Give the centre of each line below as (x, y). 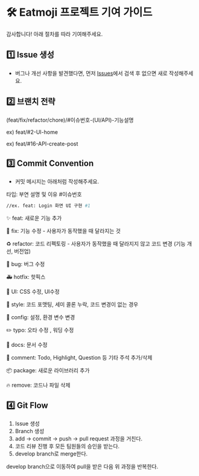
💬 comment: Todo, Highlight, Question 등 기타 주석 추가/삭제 (79, 358)
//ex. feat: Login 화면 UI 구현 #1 (48, 206)
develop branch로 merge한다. (51, 454)
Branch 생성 (30, 431)
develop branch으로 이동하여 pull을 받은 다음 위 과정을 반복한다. (82, 467)
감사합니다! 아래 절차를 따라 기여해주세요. (55, 34)
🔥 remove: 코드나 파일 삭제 (38, 385)
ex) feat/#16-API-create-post (42, 144)
